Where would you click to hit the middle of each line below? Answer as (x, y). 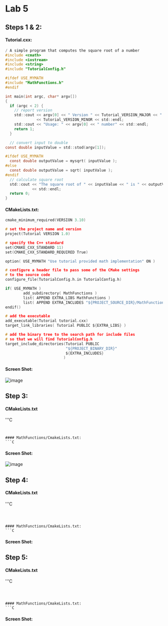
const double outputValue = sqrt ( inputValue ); (61, 171)
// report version (33, 111)
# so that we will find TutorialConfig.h (49, 339)
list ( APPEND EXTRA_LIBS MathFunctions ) (67, 298)
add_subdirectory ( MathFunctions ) (60, 293)
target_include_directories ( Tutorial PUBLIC (52, 344)
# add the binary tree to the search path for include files (70, 335)
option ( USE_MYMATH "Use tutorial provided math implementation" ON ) (80, 261)
